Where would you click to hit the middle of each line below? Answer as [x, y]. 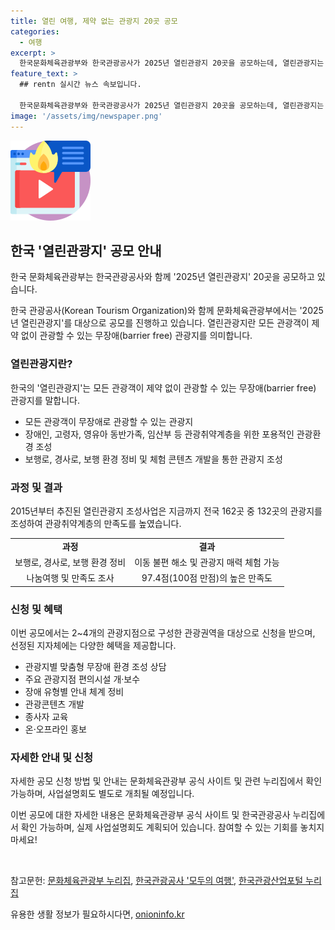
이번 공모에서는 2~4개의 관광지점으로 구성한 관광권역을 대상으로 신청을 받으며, [163, 632]
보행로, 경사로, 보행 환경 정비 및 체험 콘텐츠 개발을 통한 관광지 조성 [153, 459]
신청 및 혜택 [36, 609]
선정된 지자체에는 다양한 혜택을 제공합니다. [93, 645]
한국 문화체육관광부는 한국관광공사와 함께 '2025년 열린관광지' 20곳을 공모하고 [162, 277]
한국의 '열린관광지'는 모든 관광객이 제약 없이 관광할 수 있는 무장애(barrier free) [163, 387]
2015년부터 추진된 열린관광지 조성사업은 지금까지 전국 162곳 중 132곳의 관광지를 [166, 511]
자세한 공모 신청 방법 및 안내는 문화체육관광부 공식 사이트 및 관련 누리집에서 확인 [166, 781]
